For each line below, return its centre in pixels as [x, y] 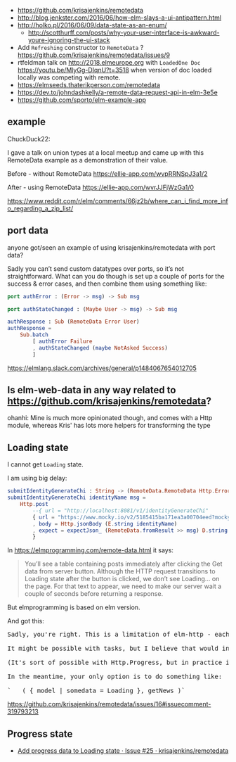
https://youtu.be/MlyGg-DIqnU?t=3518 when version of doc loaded [114, 70]
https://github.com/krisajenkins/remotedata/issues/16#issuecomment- [109, 704]
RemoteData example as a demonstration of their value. [88, 160]
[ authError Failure [63, 341]
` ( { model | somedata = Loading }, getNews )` [96, 691]
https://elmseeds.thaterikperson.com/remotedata [88, 85]
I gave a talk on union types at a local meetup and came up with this [106, 152]
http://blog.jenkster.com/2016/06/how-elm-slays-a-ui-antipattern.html [119, 18]
